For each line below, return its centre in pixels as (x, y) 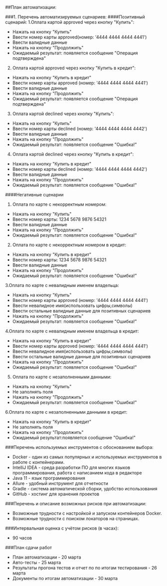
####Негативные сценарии (34, 195)
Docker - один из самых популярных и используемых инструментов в (87, 457)
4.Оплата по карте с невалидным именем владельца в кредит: (72, 331)
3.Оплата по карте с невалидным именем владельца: (62, 285)
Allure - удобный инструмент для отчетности (60, 483)
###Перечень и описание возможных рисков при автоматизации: (76, 504)
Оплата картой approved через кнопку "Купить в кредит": (74, 68)
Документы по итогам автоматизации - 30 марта (65, 578)
